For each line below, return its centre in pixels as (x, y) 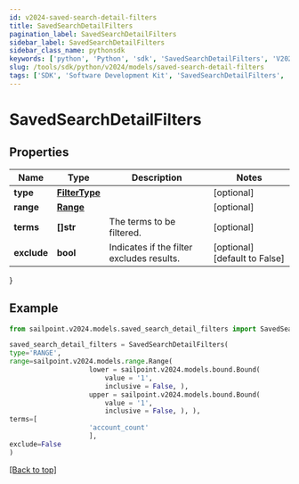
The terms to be (142, 221)
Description (157, 177)
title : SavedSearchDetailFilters (71, 26)
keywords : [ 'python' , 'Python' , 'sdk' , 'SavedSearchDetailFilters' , (139, 59)
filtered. (125, 233)
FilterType (78, 193)
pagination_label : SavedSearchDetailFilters (93, 34)
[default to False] (249, 258)
